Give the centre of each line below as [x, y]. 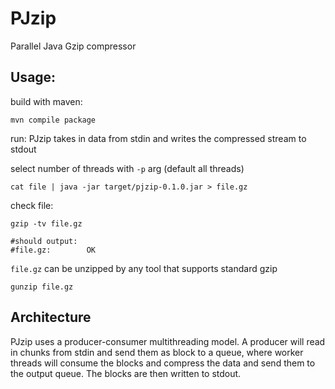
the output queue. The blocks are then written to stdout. [126, 373]
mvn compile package [53, 120]
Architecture [51, 317]
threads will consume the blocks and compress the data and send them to [163, 363]
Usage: [33, 77]
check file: [32, 205]
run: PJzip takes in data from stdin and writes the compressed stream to [158, 138]
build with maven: [46, 101]
